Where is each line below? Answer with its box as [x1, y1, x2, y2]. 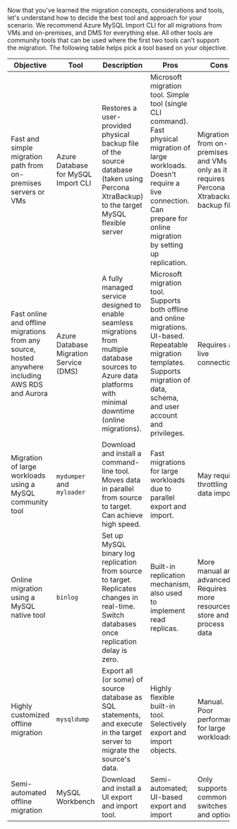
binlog [56, 594, 79, 601]
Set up [102, 531, 123, 540]
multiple [102, 344, 128, 354]
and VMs [197, 156, 227, 165]
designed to [102, 300, 141, 310]
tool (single [150, 99, 188, 108]
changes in [102, 593, 139, 602]
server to [102, 736, 132, 746]
